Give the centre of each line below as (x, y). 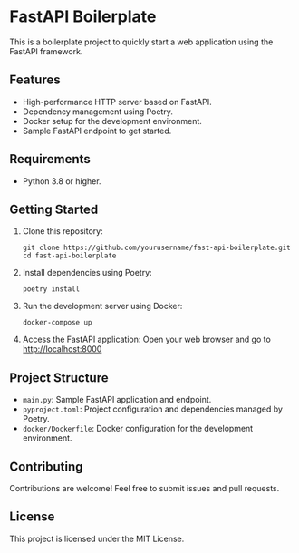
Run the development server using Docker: (102, 306)
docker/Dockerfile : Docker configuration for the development (138, 429)
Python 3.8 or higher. (62, 181)
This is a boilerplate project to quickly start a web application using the (141, 42)
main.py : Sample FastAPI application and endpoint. (117, 400)
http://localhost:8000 (62, 349)
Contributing (46, 466)
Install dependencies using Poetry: (87, 273)
